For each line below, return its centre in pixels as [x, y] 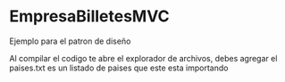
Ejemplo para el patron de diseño [70, 41]
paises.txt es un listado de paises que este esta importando [119, 68]
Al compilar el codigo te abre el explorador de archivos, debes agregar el [143, 58]
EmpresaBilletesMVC [89, 16]
